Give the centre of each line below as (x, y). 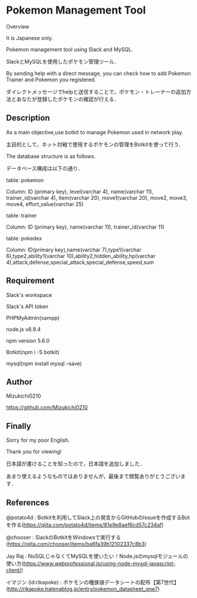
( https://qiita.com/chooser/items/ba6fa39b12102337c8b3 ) (76, 544)
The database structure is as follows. (51, 156)
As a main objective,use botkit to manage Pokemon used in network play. (95, 132)
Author (19, 381)
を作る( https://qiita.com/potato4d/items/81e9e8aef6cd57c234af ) (85, 525)
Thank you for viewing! (34, 452)
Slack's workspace (29, 295)
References (28, 502)
